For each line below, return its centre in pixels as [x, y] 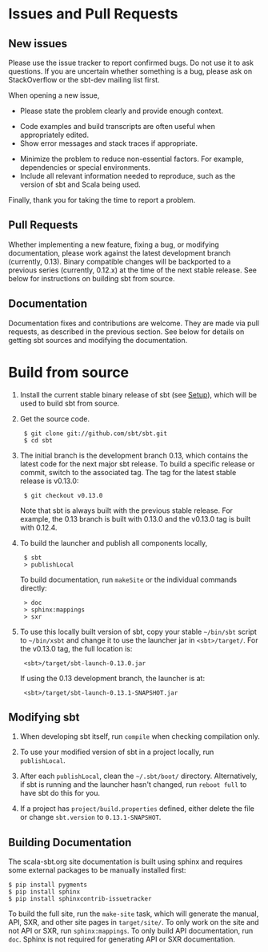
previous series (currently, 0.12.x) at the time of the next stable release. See [133, 270]
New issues [38, 44]
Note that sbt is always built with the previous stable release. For [126, 510]
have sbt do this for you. [60, 793]
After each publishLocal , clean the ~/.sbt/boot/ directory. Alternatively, [138, 776]
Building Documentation [70, 842]
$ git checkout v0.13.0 [63, 495]
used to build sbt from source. [70, 403]
